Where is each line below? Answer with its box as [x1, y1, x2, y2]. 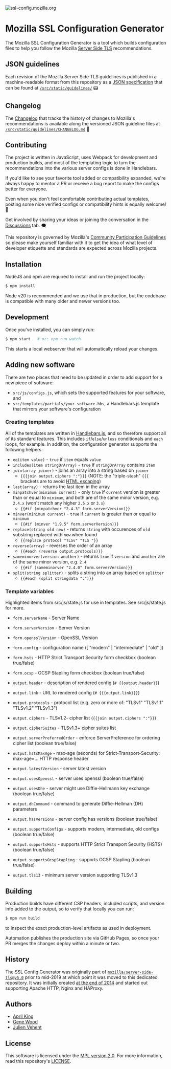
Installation [5, 260, 42, 269]
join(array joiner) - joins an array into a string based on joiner [12, 467, 149, 473]
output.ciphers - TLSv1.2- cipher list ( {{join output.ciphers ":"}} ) [12, 715, 157, 721]
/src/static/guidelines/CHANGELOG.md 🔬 [5, 126, 90, 132]
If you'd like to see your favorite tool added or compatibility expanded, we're [5, 175, 166, 181]
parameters [12, 806, 37, 812]
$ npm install [5, 283, 36, 289]
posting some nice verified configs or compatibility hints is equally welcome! [5, 201, 166, 207]
